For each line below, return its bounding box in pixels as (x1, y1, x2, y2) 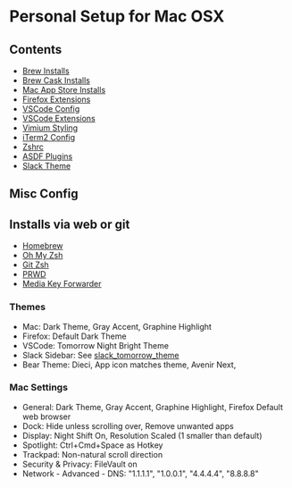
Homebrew (21, 240, 63, 251)
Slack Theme (21, 161, 71, 171)
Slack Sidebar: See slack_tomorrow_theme (21, 349, 179, 360)
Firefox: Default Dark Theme (21, 331, 127, 341)
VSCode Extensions (21, 114, 96, 123)
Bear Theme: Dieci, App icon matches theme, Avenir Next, (21, 359, 237, 370)
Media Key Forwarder (21, 279, 102, 290)
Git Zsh (21, 259, 49, 270)
